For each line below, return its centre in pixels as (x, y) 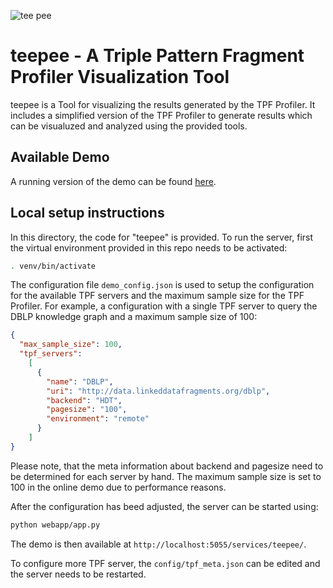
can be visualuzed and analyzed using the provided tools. (129, 126)
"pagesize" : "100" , (87, 410)
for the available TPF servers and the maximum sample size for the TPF (157, 296)
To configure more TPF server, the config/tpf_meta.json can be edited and (165, 563)
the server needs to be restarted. (78, 574)
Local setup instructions (87, 213)
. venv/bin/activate (53, 266)
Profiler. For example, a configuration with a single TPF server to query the (164, 306)
